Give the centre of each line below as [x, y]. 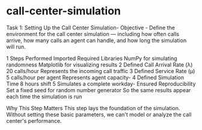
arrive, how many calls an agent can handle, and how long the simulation [96, 40]
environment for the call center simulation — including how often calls [93, 34]
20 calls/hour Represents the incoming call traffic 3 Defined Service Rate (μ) [101, 71]
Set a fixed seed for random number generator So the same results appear [99, 90]
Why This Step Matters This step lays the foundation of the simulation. [93, 108]
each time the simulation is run [44, 96]
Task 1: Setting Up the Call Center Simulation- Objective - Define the [91, 28]
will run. [16, 47]
